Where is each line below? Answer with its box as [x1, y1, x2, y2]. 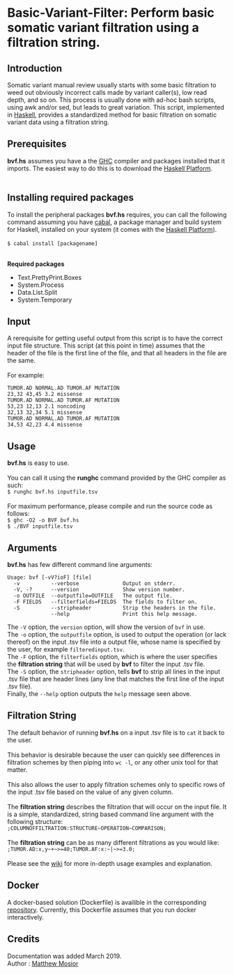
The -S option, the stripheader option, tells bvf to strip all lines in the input [7, 667, 221, 676]
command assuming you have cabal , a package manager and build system [7, 218, 221, 226]
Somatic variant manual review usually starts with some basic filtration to [7, 81, 217, 89]
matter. [7, 765, 28, 774]
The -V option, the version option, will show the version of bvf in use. [7, 623, 205, 631]
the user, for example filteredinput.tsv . [7, 645, 125, 654]
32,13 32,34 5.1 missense [7, 409, 82, 416]
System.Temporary [17, 295, 72, 304]
